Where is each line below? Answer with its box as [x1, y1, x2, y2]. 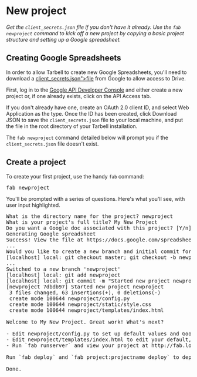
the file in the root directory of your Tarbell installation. [6, 122, 138, 130]
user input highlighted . [6, 201, 60, 208]
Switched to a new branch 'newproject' [6, 265, 121, 272]
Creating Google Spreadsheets [6, 53, 121, 63]
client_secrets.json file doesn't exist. [6, 140, 99, 147]
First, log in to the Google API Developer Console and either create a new [6, 86, 183, 93]
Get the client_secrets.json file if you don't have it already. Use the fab [6, 23, 181, 31]
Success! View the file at [6, 236, 84, 243]
